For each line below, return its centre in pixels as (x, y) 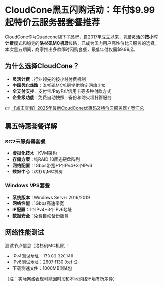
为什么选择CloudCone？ (42, 66)
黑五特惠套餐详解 (31, 127)
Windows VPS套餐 (28, 186)
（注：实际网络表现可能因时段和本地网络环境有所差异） (61, 279)
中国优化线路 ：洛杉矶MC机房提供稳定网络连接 (59, 85)
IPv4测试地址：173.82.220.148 (43, 256)
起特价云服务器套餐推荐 (53, 22)
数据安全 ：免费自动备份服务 (40, 215)
